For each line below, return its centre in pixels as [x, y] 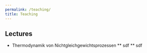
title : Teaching [21, 14]
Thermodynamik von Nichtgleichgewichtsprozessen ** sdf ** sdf [77, 45]
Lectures [19, 34]
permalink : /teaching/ [28, 9]
